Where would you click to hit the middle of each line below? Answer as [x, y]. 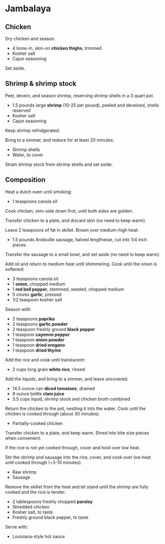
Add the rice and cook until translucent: [45, 360]
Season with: [18, 309]
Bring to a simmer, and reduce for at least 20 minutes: [60, 140]
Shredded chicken [31, 507]
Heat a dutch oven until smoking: [39, 192]
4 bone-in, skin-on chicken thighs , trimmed [57, 48]
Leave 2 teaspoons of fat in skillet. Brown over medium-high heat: [72, 230]
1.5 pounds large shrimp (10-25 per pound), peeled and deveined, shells [85, 105]
